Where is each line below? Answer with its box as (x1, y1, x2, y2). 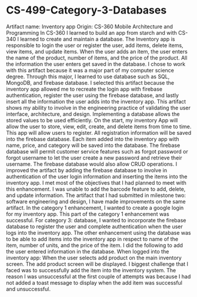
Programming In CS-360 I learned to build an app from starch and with (6, 29, 178, 36)
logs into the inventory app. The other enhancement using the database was (6, 229, 191, 236)
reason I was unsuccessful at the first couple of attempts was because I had (6, 273, 191, 280)
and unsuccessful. (6, 285, 51, 292)
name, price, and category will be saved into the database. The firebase (6, 142, 181, 149)
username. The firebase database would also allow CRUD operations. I (6, 160, 178, 168)
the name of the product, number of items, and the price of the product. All (6, 54, 188, 61)
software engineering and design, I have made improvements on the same (6, 198, 186, 205)
